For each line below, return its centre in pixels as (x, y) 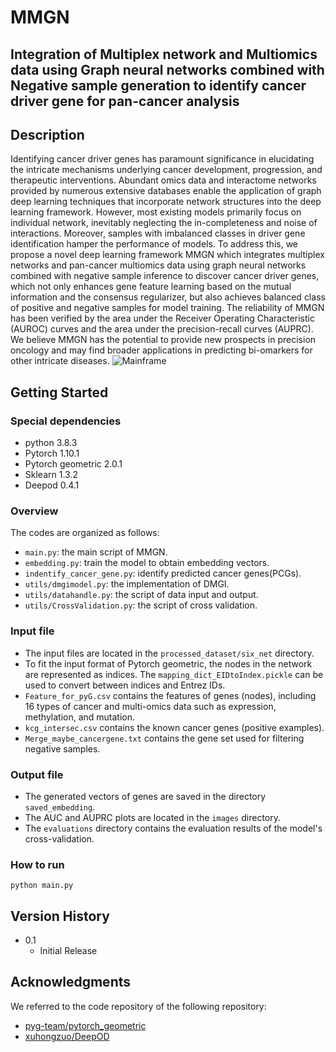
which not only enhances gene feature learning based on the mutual (151, 287)
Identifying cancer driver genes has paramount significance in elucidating (162, 159)
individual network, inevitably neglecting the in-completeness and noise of (164, 223)
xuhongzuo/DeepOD (67, 1036)
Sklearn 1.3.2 (51, 475)
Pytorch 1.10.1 (52, 453)
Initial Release (68, 951)
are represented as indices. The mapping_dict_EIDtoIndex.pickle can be (174, 674)
